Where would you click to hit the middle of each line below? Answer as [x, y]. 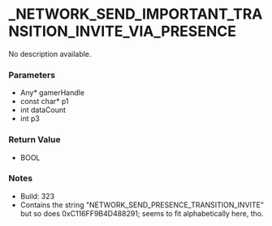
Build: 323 [37, 196]
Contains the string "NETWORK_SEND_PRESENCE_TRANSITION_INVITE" [142, 205]
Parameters [32, 75]
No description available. [50, 54]
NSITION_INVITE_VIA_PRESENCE [123, 31]
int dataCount [43, 110]
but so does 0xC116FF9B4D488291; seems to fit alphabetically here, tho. [142, 213]
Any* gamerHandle [52, 93]
